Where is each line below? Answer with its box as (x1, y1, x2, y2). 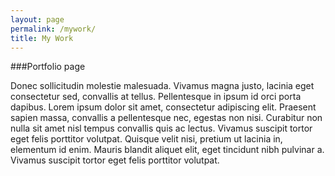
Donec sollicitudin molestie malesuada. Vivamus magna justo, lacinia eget (10, 80, 315, 92)
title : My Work (10, 33, 74, 43)
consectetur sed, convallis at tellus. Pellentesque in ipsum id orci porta (10, 91, 302, 103)
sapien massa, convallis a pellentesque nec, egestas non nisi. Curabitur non (10, 112, 323, 124)
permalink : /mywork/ (10, 24, 97, 34)
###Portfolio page (10, 61, 86, 73)
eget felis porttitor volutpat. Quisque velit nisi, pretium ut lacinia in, (10, 133, 283, 145)
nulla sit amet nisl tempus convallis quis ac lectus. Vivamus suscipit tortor (10, 122, 313, 135)
